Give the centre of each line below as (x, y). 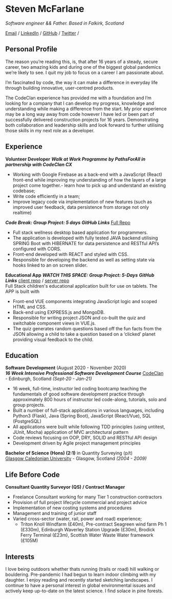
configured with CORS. (37, 249)
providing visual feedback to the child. (53, 340)
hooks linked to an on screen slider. (50, 265)
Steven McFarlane (45, 9)
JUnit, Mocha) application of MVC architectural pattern (71, 432)
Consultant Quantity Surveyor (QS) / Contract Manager (65, 487)
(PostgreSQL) (27, 422)
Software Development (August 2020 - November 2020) (66, 368)
